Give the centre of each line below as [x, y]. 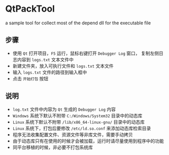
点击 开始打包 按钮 [30, 79]
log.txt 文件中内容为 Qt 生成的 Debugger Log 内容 [64, 109]
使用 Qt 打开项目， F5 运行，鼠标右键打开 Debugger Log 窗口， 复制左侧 [86, 53]
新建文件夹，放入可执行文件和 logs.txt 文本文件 [63, 66]
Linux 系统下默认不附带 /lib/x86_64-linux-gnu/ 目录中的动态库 [78, 122]
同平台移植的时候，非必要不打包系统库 [53, 147]
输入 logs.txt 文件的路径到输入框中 [50, 72]
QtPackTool [30, 9]
